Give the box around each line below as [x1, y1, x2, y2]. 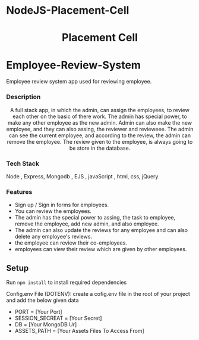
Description [6, 93, 41, 101]
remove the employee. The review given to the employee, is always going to [7, 138, 193, 145]
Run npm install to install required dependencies [6, 279, 127, 286]
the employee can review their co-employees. [14, 239, 128, 246]
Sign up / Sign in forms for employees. [14, 201, 109, 209]
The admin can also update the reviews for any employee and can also [14, 227, 188, 234]
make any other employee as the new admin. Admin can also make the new [8, 119, 192, 126]
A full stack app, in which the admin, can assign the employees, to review [10, 106, 190, 113]
